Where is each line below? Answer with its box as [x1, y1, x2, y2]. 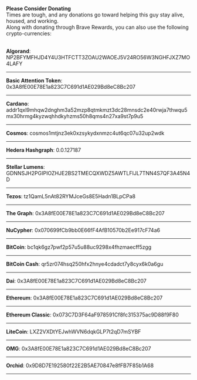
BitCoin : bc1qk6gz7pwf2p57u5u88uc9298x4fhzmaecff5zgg [6, 244, 152, 251]
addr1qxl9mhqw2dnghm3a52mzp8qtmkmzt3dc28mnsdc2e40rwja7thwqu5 [6, 106, 188, 114]
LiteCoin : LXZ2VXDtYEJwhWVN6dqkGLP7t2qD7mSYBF [6, 328, 141, 335]
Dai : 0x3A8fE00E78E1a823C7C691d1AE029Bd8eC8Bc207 [6, 278, 147, 284]
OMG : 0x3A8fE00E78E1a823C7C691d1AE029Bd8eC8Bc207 [6, 345, 151, 352]
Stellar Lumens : [6, 164, 45, 170]
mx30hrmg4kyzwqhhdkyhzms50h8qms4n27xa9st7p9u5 [6, 113, 144, 119]
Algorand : [6, 48, 31, 55]
